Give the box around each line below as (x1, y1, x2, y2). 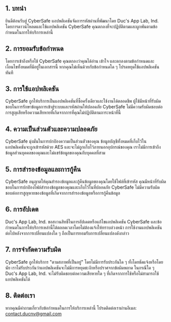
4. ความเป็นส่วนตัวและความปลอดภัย (5, 125, 98, 133)
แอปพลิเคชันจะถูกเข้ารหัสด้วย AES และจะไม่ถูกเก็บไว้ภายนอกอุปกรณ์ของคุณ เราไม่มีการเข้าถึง (5, 144, 161, 150)
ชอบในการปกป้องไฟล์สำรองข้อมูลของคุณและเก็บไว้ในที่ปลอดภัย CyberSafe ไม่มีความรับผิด (5, 184, 160, 191)
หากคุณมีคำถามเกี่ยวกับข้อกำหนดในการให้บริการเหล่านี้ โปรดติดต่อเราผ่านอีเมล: (5, 305, 137, 311)
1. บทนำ (5, 4, 27, 13)
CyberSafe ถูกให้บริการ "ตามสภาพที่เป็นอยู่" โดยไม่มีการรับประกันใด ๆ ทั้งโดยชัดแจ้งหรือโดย (5, 259, 163, 265)
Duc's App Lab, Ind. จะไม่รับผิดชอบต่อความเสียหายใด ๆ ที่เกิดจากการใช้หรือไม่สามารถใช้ (5, 270, 159, 277)
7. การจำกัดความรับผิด (5, 245, 61, 254)
